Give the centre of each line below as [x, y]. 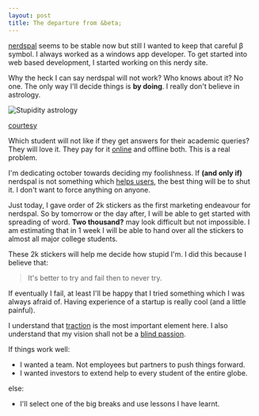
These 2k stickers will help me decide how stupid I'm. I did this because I [128, 254]
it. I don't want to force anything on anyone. [79, 189]
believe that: [29, 262]
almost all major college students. [63, 239]
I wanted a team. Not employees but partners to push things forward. [132, 364]
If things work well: [39, 349]
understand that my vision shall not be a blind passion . [97, 334]
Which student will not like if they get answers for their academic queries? [129, 140]
